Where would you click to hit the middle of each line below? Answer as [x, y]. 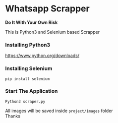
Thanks [13, 116]
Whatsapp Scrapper [48, 9]
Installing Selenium [29, 68]
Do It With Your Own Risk [31, 22]
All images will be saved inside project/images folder [59, 111]
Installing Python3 [28, 45]
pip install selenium [28, 79]
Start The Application [31, 91]
